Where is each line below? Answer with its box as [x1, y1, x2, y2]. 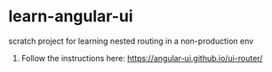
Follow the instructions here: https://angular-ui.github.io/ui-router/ [20, 52, 263, 63]
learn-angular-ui [8, 6, 134, 27]
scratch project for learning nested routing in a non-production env [8, 36, 254, 46]
